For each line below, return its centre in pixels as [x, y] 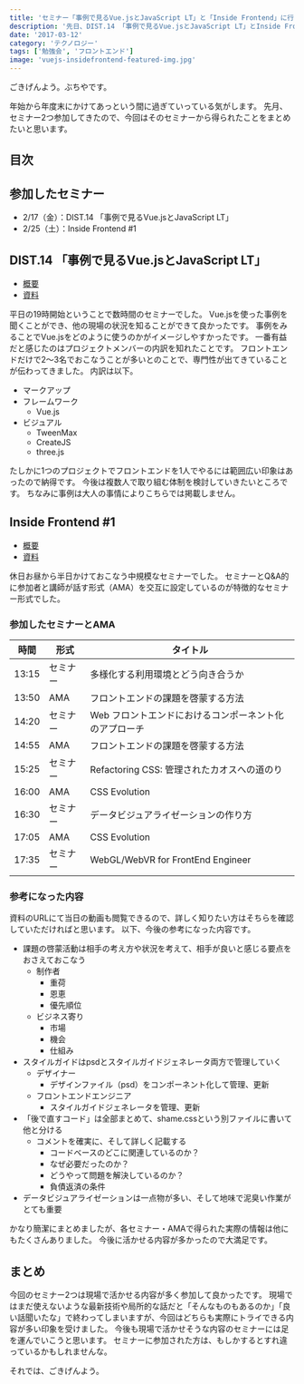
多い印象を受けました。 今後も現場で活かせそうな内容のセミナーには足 [157, 1329]
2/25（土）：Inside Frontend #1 [80, 229]
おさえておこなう [54, 960]
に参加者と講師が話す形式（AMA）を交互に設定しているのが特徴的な [137, 587]
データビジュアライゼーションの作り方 [171, 815]
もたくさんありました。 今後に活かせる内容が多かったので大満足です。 [141, 1240]
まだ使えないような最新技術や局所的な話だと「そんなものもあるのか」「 [150, 1306]
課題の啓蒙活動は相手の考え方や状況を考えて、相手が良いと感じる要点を [157, 949]
